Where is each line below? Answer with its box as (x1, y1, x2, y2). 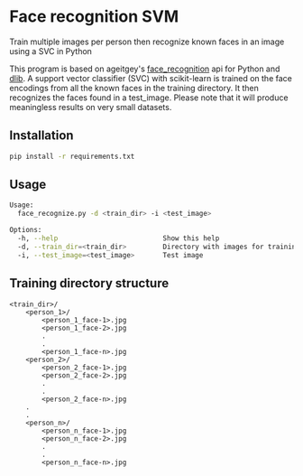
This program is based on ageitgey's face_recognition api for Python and (9, 63, 280, 74)
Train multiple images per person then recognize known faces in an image (9, 36, 285, 47)
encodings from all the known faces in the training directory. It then (9, 82, 260, 93)
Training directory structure (9, 275, 170, 291)
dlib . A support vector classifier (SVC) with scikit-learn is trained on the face (9, 72, 293, 83)
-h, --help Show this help (17, 234, 220, 243)
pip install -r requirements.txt (9, 152, 135, 161)
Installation (9, 128, 74, 144)
